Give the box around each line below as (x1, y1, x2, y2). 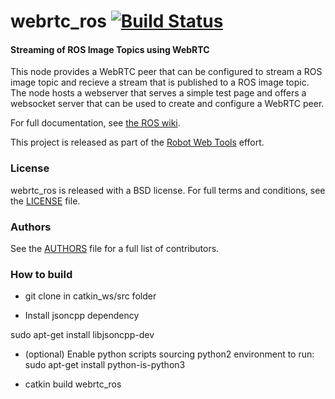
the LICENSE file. (10, 195, 81, 207)
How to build (10, 267, 73, 281)
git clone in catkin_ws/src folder (24, 290, 157, 302)
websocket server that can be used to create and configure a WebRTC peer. (10, 98, 325, 110)
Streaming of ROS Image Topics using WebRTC (10, 43, 210, 55)
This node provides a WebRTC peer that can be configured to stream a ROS (10, 66, 323, 78)
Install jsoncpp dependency (24, 310, 140, 322)
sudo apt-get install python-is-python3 (24, 359, 186, 371)
